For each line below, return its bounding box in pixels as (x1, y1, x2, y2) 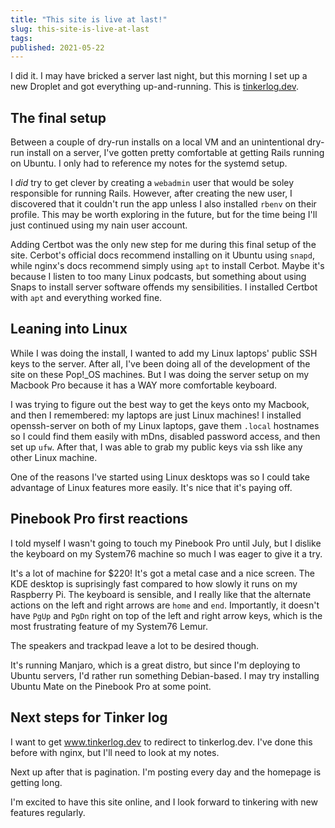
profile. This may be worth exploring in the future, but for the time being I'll (10, 209, 318, 221)
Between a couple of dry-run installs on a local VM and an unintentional (10, 136, 305, 148)
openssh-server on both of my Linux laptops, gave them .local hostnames (10, 419, 320, 431)
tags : (10, 33, 33, 43)
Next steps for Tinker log (10, 709, 168, 726)
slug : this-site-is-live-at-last (10, 24, 150, 34)
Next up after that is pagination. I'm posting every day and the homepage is (10, 766, 322, 778)
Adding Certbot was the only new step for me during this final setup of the (10, 239, 317, 251)
